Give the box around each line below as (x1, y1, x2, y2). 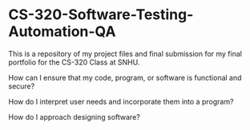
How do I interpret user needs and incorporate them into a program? (8, 97, 234, 106)
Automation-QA (8, 22, 116, 41)
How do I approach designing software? (8, 112, 140, 121)
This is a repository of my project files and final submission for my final (8, 49, 243, 58)
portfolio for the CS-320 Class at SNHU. (8, 57, 140, 67)
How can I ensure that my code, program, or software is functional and (8, 73, 242, 82)
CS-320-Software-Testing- (8, 6, 194, 24)
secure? (8, 81, 35, 91)
